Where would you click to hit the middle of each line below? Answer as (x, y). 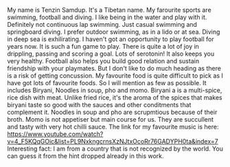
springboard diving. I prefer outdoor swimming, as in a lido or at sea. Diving (114, 32)
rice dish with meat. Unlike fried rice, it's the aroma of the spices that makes (115, 98)
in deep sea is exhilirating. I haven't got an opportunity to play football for (111, 39)
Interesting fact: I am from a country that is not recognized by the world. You (115, 148)
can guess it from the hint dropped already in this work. (85, 156)
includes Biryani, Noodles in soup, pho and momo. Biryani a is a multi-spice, (115, 90)
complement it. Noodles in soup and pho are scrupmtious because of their (112, 112)
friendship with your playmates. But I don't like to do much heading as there (114, 68)
